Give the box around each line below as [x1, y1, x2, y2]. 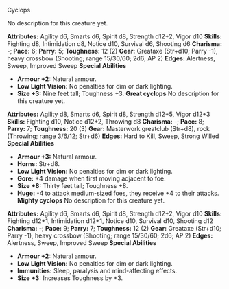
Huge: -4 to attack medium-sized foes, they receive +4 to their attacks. [16, 189, 219, 197]
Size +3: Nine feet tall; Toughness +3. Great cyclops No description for [16, 89, 219, 97]
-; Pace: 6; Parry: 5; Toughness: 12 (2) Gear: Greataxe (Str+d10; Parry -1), [7, 47, 218, 55]
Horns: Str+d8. [16, 160, 60, 167]
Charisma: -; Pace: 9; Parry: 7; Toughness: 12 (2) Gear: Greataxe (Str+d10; [7, 224, 221, 232]
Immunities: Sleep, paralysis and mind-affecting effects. [16, 267, 177, 275]
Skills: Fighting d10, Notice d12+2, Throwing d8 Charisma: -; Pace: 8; [7, 117, 204, 126]
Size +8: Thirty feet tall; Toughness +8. [16, 182, 128, 189]
